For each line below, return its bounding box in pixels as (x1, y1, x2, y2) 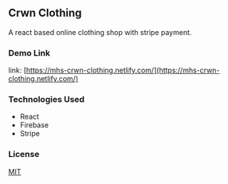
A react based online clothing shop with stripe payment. (8, 27, 192, 37)
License (8, 149, 40, 160)
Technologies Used (8, 94, 85, 105)
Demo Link (8, 47, 50, 58)
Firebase (19, 120, 49, 130)
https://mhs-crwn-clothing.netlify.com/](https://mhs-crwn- (26, 65, 220, 75)
